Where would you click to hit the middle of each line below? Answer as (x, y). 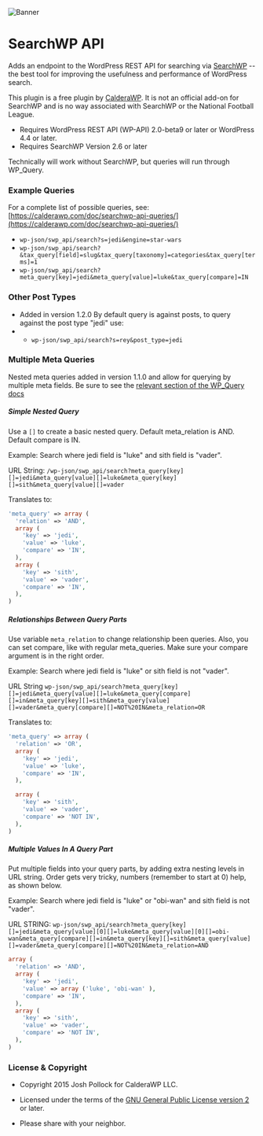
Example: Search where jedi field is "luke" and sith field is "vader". (115, 455)
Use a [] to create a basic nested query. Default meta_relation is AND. (121, 431)
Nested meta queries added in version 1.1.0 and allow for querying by (120, 377)
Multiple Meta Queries (52, 360)
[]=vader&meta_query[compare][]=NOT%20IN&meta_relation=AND (109, 946)
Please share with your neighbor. (73, 1123)
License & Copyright (48, 1068)
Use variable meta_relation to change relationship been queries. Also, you (128, 639)
